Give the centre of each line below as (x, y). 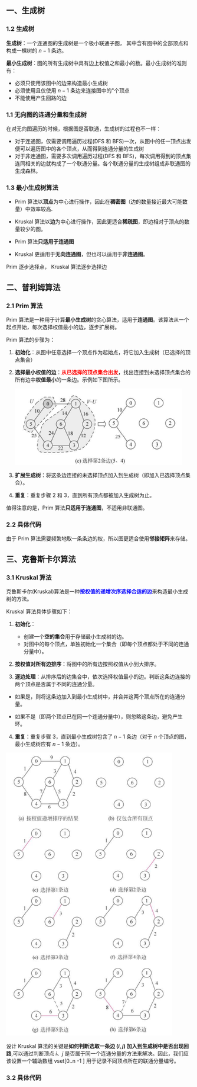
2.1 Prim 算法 (24, 306)
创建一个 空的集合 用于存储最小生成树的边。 (75, 637)
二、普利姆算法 (33, 287)
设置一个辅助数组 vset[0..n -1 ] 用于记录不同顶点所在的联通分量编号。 (95, 1061)
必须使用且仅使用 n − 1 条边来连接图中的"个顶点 (72, 90)
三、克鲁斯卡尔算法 (41, 559)
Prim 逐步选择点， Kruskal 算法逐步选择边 (57, 267)
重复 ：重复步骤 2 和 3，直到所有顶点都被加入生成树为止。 (85, 495)
